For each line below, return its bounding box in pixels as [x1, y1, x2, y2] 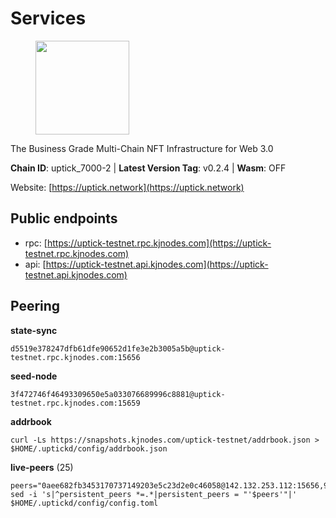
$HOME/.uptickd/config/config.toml [10, 498, 159, 508]
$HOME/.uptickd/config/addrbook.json [10, 443, 168, 454]
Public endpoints [10, 210, 118, 227]
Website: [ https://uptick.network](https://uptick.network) [10, 181, 245, 193]
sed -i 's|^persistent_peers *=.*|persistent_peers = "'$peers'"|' [10, 489, 298, 499]
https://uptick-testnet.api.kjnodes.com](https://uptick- [45, 258, 269, 270]
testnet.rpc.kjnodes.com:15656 [10, 352, 141, 362]
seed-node [10, 370, 58, 382]
